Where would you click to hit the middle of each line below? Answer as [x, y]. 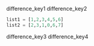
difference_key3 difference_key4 [47, 36]
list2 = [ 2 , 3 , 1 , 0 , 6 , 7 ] [35, 25]
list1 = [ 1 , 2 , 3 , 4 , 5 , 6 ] [35, 20]
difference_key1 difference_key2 [47, 9]
